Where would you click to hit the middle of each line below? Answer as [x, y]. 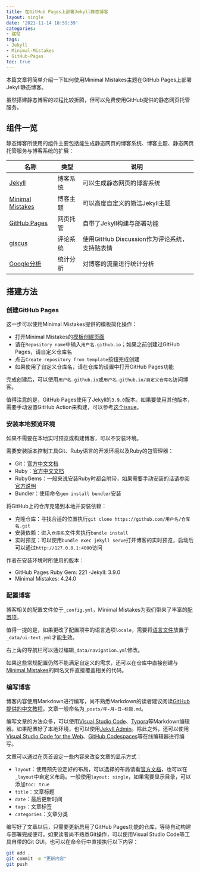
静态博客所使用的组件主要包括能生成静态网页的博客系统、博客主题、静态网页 [100, 144]
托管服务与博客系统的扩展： [40, 151]
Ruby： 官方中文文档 [39, 471]
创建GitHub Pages [33, 310]
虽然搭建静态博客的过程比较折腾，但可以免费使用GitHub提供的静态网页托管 [98, 100]
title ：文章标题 [35, 791]
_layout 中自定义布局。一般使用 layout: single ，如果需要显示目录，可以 [103, 776]
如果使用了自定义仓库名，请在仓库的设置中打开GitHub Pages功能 [94, 367]
